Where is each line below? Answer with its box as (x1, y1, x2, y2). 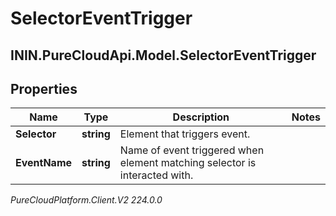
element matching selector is (119, 156, 257, 170)
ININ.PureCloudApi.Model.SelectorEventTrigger (10, 47, 317, 64)
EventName (15, 156, 73, 170)
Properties (10, 80, 78, 97)
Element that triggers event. (119, 127, 251, 141)
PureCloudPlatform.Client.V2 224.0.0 (10, 194, 163, 206)
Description (172, 110, 230, 124)
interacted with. (119, 168, 194, 182)
